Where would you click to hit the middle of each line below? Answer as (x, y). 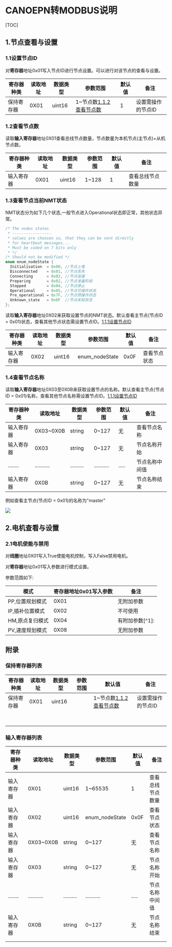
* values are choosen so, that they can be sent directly (71, 238)
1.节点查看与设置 (31, 42)
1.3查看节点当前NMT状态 (36, 200)
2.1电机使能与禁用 (27, 544)
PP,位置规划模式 (27, 601)
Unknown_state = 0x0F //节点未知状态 (51, 300)
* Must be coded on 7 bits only (42, 248)
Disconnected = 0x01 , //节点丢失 (48, 272)
